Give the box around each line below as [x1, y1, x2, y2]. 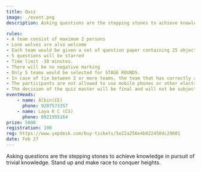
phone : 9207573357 [22, 103, 68, 109]
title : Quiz [6, 8, 36, 15]
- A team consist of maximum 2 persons [6, 36, 106, 42]
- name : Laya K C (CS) [17, 108, 74, 114]
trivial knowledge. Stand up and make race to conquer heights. [6, 159, 161, 166]
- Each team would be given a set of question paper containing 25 [6, 47, 178, 54]
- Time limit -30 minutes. [6, 58, 74, 64]
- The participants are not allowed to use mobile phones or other [6, 81, 178, 87]
